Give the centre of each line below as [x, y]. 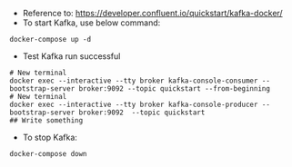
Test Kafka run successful [71, 56]
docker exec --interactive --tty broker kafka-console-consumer [134, 81]
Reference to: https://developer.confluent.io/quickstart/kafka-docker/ [153, 13]
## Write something [46, 121]
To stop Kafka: [50, 137]
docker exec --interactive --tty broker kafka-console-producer [134, 104]
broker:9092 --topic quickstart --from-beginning [175, 89]
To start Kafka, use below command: [91, 23]
